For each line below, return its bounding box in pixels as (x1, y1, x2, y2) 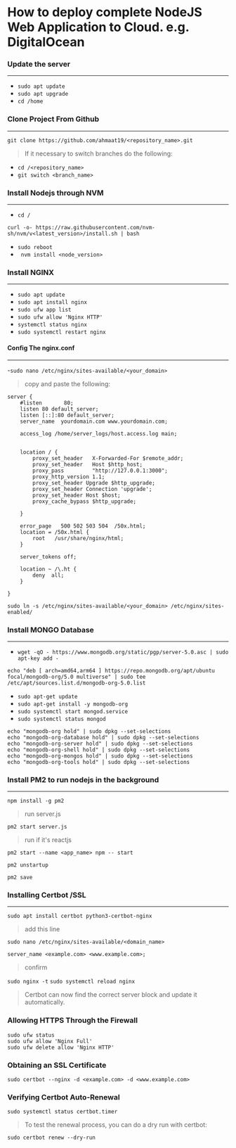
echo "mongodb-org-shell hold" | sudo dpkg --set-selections (7, 746, 190, 753)
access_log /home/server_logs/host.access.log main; (20, 430, 178, 437)
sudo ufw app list (17, 307, 72, 314)
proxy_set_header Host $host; (32, 492, 121, 499)
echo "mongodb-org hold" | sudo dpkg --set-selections (7, 727, 171, 735)
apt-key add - (17, 655, 59, 662)
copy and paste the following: (24, 379, 111, 388)
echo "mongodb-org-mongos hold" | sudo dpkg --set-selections (7, 752, 193, 760)
